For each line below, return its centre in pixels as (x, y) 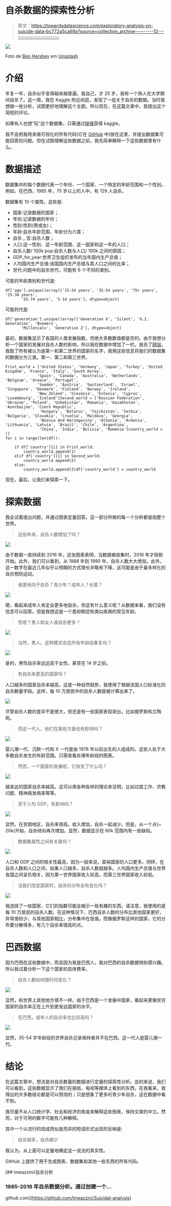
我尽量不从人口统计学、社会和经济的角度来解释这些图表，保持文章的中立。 (83, 1111)
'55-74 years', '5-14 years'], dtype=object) (70, 299)
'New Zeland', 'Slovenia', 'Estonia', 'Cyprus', (90, 394)
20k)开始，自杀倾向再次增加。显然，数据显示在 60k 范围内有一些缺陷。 (80, 830)
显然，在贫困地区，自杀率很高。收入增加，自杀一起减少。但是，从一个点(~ (83, 824)
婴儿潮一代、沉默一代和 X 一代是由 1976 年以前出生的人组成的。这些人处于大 (85, 749)
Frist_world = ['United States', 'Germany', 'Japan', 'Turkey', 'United (84, 367)
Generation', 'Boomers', (32, 323)
